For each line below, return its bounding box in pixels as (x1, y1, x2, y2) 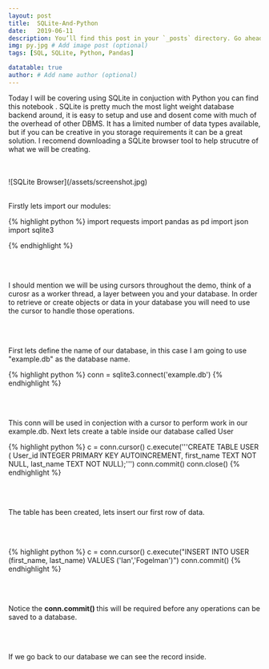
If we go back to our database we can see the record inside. (8, 651, 207, 661)
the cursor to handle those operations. (8, 306, 134, 316)
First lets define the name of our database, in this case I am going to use (8, 345, 247, 355)
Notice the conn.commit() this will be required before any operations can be (8, 603, 260, 613)
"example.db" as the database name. (8, 354, 130, 364)
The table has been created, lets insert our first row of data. (8, 507, 206, 516)
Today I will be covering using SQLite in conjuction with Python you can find (8, 93, 259, 103)
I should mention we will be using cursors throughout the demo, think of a (8, 280, 251, 290)
